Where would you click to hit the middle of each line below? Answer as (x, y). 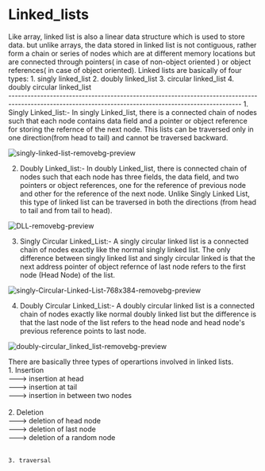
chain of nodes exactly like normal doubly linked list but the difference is (138, 314)
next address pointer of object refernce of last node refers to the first (132, 266)
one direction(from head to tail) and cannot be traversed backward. (118, 137)
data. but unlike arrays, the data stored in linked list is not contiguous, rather (132, 44)
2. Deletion (26, 412)
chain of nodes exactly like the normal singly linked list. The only (125, 249)
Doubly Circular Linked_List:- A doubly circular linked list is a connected (137, 305)
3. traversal (30, 460)
